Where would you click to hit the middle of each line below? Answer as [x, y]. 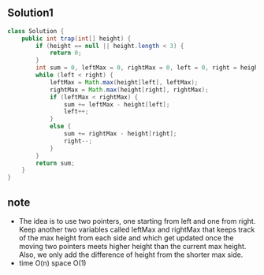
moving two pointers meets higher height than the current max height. [132, 246]
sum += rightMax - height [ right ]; [120, 134]
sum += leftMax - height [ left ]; [117, 104]
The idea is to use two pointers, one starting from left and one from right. [137, 221]
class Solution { [36, 31]
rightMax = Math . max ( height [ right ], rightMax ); [129, 90]
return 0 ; [65, 53]
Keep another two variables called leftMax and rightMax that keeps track [137, 229]
